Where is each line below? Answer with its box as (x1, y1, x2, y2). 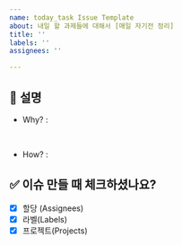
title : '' (9, 30, 47, 39)
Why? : (22, 114, 48, 125)
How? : (22, 149, 48, 160)
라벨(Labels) (22, 214, 68, 224)
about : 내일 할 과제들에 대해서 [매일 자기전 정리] (9, 22, 175, 31)
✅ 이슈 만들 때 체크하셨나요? (9, 177, 157, 193)
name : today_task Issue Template (9, 13, 134, 22)
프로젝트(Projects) (22, 225, 88, 236)
